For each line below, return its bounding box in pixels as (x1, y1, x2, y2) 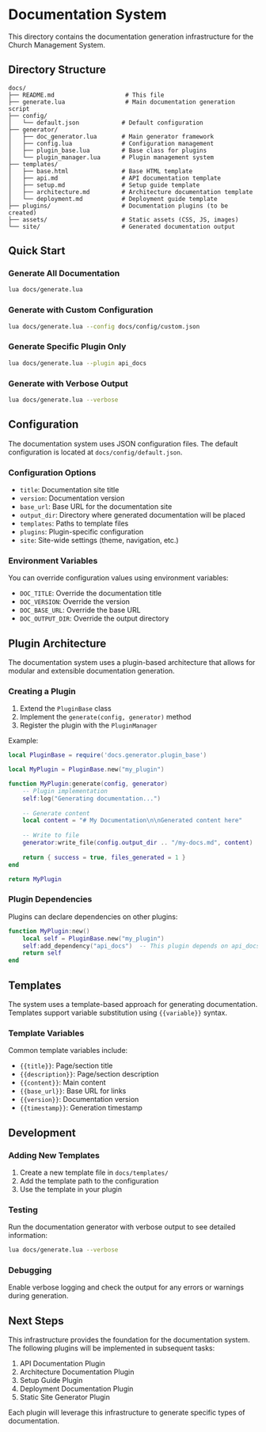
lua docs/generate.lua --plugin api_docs (8, 359, 147, 367)
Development (8, 1126, 77, 1139)
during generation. (8, 1291, 69, 1301)
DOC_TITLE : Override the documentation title (19, 588, 162, 598)
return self (22, 949, 62, 957)
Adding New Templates (8, 1149, 101, 1160)
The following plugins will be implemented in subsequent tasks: (8, 1343, 215, 1353)
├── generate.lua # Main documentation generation (8, 97, 236, 106)
